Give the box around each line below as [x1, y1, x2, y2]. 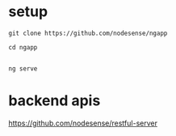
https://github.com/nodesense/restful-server [8, 118, 157, 128]
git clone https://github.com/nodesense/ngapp [8, 29, 168, 37]
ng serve [8, 64, 38, 73]
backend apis [8, 91, 101, 110]
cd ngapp [8, 43, 38, 51]
